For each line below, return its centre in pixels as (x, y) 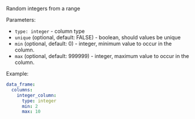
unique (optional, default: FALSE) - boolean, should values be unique (97, 37)
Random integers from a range (43, 8)
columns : (22, 90)
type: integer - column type (50, 31)
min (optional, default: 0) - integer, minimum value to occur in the (93, 44)
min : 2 (30, 106)
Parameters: (21, 20)
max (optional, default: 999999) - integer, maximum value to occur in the (102, 56)
